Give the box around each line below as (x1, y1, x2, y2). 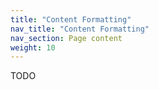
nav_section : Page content (10, 33, 123, 43)
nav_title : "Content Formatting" (10, 24, 150, 34)
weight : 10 (10, 42, 56, 53)
